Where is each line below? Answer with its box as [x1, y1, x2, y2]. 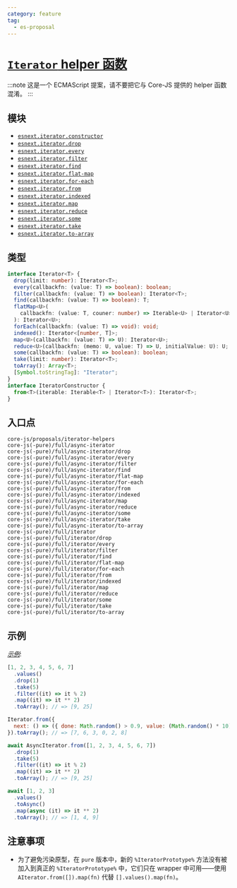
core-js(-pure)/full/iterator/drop [7, 535, 112, 542]
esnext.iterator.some [17, 215, 81, 223]
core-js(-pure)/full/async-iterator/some [7, 510, 131, 517]
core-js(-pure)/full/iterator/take [7, 603, 112, 610]
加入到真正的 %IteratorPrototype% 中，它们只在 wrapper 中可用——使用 [17, 864, 227, 872]
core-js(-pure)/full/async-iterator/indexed [7, 492, 140, 499]
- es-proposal [13, 23, 55, 30]
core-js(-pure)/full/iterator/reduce [7, 591, 119, 598]
